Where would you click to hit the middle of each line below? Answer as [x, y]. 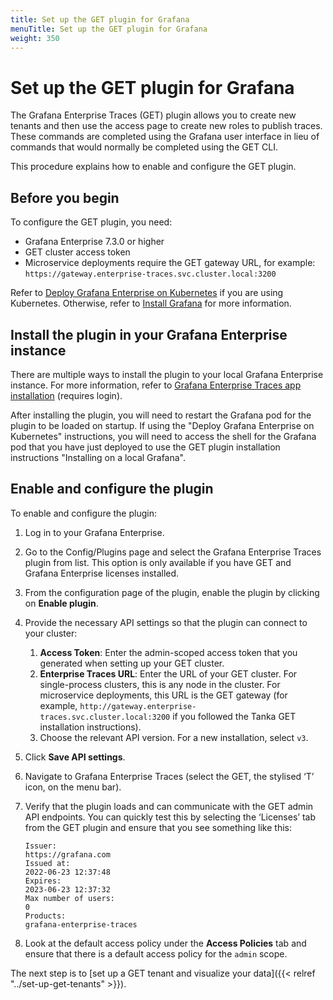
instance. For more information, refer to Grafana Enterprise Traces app [156, 385]
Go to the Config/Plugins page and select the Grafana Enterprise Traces [173, 552]
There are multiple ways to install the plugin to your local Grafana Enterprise [167, 374]
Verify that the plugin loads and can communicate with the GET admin [169, 806]
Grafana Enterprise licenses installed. [102, 573]
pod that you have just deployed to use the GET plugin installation [145, 447]
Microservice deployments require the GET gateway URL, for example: [170, 263]
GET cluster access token [77, 252]
